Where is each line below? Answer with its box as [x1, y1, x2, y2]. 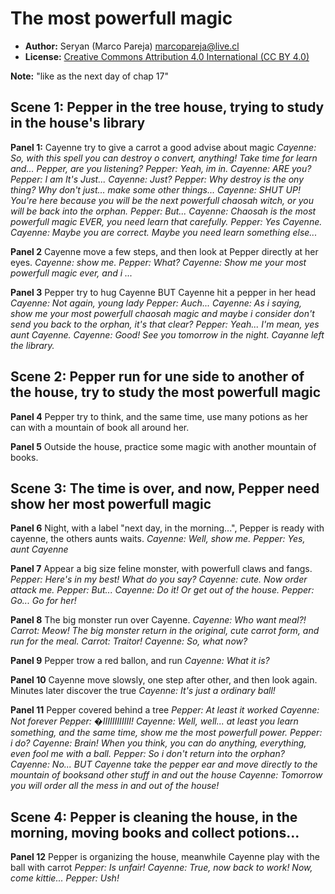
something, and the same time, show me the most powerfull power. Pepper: [10, 727, 323, 739]
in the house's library [10, 115, 146, 132]
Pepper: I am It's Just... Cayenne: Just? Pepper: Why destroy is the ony [10, 173, 305, 185]
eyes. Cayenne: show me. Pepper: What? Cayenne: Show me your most [10, 256, 307, 268]
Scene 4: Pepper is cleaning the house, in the [10, 808, 298, 826]
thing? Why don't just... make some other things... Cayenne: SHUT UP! [10, 183, 301, 196]
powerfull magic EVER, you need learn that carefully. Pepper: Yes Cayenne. [10, 215, 323, 227]
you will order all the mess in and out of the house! [10, 780, 220, 792]
